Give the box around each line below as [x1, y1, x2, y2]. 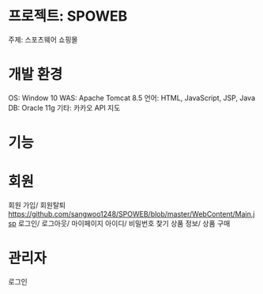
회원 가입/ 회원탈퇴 [8, 201, 66, 209]
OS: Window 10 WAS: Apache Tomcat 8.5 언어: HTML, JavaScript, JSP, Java [8, 92, 256, 103]
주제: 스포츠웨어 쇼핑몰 [8, 35, 78, 44]
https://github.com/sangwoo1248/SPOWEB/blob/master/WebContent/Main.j [8, 209, 255, 218]
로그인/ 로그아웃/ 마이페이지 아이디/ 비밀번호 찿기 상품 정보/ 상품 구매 [17, 219, 231, 228]
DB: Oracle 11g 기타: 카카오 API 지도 [8, 103, 121, 112]
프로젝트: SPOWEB [8, 7, 128, 25]
